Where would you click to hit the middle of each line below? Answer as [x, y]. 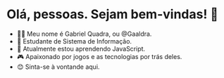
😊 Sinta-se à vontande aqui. [58, 67]
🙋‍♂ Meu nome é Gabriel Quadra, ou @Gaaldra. [84, 34]
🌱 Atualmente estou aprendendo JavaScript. [81, 48]
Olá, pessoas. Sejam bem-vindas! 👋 [113, 14]
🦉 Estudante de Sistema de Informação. [74, 41]
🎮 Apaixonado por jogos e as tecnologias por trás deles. [99, 56]
